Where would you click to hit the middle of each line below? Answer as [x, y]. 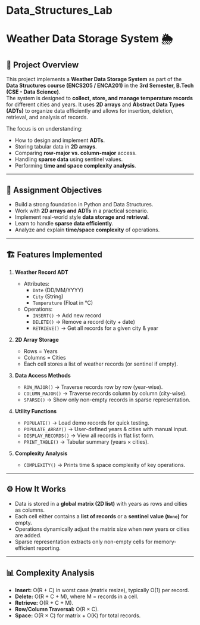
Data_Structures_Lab [60, 10]
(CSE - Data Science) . [33, 92]
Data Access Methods [43, 375]
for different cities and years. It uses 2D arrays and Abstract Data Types [96, 104]
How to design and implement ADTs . [60, 140]
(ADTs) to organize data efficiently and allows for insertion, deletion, [90, 111]
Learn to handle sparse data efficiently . [64, 223]
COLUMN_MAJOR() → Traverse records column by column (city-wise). [105, 393]
